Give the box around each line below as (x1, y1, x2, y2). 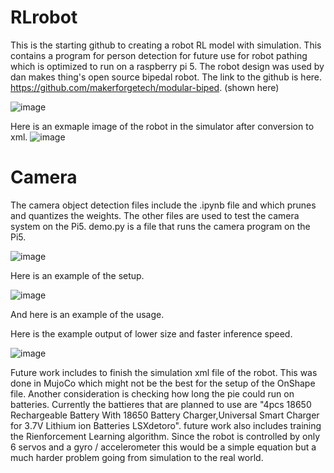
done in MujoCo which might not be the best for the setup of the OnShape (10, 377, 316, 389)
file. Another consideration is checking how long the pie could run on (10, 387, 295, 400)
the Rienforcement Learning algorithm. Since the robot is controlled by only (10, 430, 321, 442)
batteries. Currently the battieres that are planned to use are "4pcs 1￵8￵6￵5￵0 (10, 398, 312, 410)
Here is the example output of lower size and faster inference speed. (10, 327, 293, 340)
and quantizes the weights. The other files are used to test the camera (10, 209, 300, 221)
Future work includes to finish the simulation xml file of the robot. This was (10, 366, 318, 378)
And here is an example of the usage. (10, 308, 165, 320)
